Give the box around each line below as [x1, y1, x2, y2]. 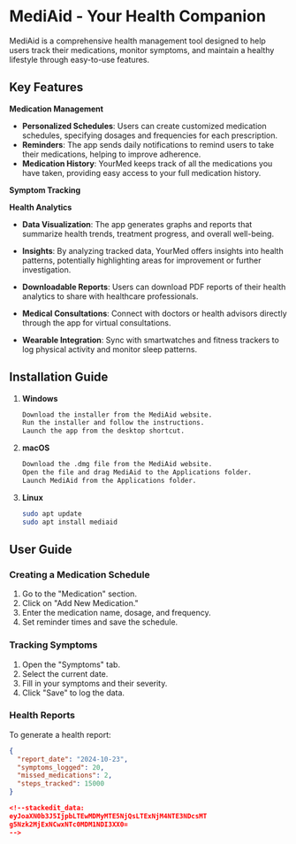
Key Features [9, 80, 84, 95]
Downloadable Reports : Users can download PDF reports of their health [21, 281, 286, 292]
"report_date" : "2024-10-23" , [17, 755, 128, 763]
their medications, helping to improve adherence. [21, 149, 201, 159]
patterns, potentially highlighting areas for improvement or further [21, 255, 262, 265]
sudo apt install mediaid [21, 518, 118, 526]
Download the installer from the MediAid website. [21, 410, 213, 419]
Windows [21, 393, 58, 403]
